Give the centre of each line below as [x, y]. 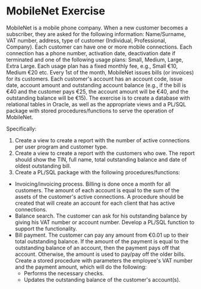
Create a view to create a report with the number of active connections [102, 140]
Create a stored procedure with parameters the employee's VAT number [104, 260]
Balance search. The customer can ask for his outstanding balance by [101, 216]
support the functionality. [46, 228]
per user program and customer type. [61, 147]
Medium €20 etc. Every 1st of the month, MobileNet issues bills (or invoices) [100, 72]
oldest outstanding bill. [43, 166]
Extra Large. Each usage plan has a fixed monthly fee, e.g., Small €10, [92, 66]
